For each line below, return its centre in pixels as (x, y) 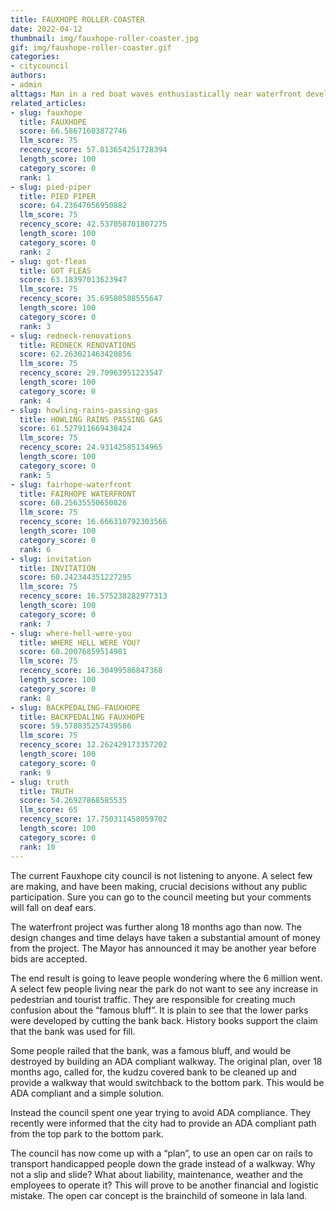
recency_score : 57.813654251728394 (93, 150)
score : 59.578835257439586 (75, 726)
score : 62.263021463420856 (75, 354)
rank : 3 (35, 326)
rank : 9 (35, 772)
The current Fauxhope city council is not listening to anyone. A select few (161, 875)
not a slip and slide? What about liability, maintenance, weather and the (157, 1174)
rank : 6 (35, 549)
